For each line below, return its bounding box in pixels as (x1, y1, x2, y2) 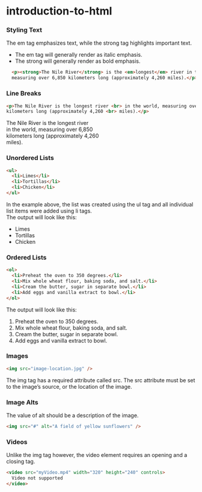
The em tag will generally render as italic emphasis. (14, 51, 142, 59)
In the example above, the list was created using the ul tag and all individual (6, 200, 194, 208)
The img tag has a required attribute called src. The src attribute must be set (6, 376, 195, 384)
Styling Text (6, 26, 42, 34)
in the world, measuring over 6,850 (6, 126, 93, 133)
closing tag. (6, 458, 35, 465)
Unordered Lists (6, 154, 54, 162)
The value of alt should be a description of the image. (6, 412, 139, 419)
